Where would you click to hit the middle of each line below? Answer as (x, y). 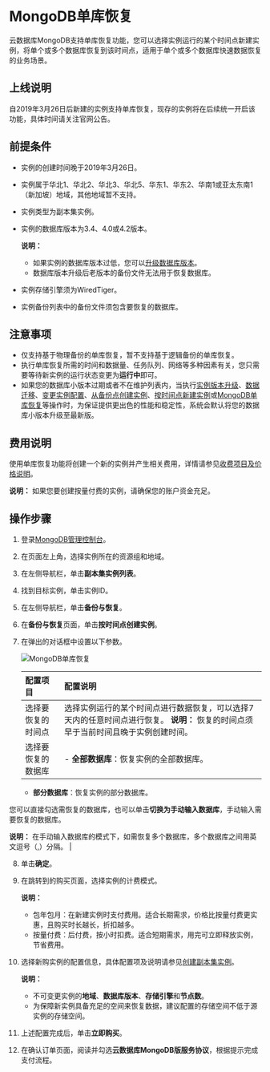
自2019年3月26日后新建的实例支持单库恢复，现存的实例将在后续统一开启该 (132, 108)
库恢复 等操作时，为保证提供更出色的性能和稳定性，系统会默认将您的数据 (140, 405)
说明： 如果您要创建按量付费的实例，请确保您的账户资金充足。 (112, 491)
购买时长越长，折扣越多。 (96, 924)
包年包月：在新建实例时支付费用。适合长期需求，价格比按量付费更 (141, 914)
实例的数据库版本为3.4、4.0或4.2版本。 (86, 229)
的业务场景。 (30, 60)
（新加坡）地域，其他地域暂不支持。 (81, 194)
